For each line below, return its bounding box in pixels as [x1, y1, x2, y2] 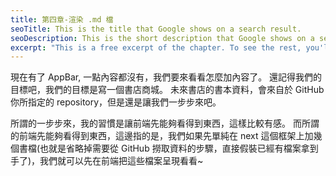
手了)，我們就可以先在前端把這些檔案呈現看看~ [10, 155, 204, 167]
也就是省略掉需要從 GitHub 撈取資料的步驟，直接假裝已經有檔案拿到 [39, 142, 319, 155]
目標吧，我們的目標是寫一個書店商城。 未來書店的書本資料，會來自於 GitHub [10, 84, 325, 96]
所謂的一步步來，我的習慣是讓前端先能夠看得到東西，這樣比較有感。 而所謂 [10, 117, 320, 130]
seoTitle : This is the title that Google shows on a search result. [10, 24, 302, 34]
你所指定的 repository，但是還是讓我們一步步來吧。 [10, 96, 222, 108]
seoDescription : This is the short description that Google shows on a [10, 33, 315, 43]
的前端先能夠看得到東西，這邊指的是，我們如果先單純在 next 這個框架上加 [10, 130, 314, 142]
